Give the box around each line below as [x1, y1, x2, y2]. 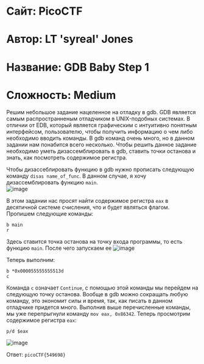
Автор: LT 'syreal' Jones [6, 32, 133, 46]
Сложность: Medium [6, 88, 116, 102]
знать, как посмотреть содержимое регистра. [6, 154, 128, 161]
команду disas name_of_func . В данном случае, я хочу [6, 172, 147, 180]
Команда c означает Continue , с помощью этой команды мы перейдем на [6, 284, 199, 291]
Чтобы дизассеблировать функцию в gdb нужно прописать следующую [6, 166, 195, 173]
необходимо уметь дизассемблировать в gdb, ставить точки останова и [6, 147, 196, 155]
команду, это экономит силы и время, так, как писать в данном [6, 297, 173, 304]
